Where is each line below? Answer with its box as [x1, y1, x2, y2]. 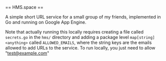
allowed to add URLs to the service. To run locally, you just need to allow [5, 45, 156, 50]
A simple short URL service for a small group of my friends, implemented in [5, 14, 161, 19]
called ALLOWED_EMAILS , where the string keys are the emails [29, 39, 152, 45]
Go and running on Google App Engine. [5, 19, 87, 25]
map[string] [130, 35, 155, 40]
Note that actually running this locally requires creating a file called [5, 29, 144, 34]
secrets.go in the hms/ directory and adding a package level [5, 34, 129, 40]
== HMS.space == [5, 4, 44, 10]
